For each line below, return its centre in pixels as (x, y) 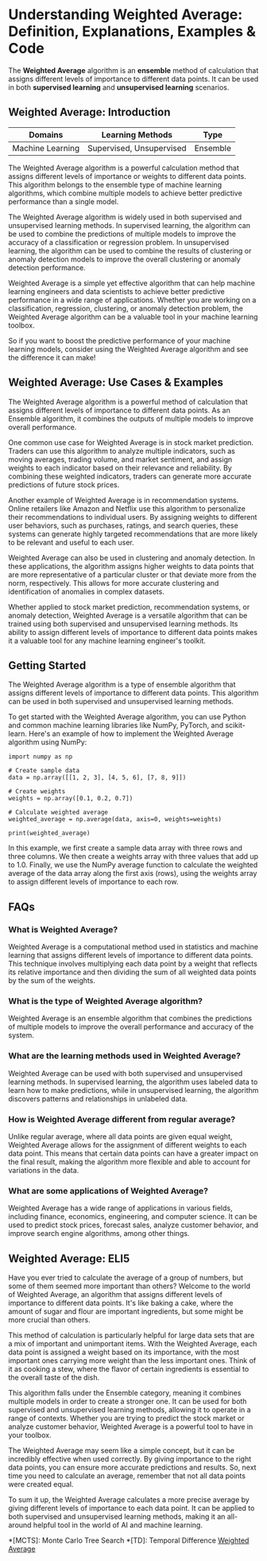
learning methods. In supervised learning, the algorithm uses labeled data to (133, 1082)
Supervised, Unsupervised (137, 148)
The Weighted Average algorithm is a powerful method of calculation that (128, 401)
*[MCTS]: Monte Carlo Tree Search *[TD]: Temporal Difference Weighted (129, 1540)
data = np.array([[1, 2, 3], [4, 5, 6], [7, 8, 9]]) (97, 778)
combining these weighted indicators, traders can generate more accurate (130, 476)
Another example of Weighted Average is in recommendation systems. (124, 500)
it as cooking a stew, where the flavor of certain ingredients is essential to (129, 1369)
